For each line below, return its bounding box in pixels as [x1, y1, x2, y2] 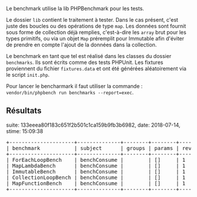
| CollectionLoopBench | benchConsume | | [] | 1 [6, 174, 186, 181]
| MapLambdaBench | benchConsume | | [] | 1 [6, 162, 186, 169]
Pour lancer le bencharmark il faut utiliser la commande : [6, 83, 143, 90]
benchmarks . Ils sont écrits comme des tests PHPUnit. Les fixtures [6, 59, 164, 66]
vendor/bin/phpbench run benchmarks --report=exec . [6, 89, 134, 96]
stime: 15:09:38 [6, 127, 43, 134]
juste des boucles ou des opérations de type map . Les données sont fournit [6, 23, 186, 29]
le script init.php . [6, 72, 50, 78]
